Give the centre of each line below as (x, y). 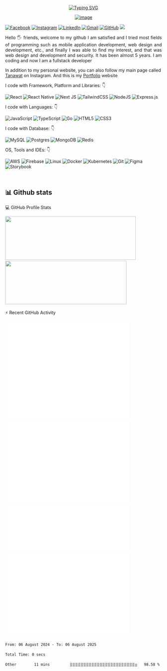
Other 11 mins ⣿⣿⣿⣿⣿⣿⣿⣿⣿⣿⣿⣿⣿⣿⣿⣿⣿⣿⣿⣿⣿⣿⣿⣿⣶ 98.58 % (83, 665)
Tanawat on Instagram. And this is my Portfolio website (61, 75)
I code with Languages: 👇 (32, 107)
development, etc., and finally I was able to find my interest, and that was (83, 50)
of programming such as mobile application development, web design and (83, 45)
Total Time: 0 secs (25, 655)
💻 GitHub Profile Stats (28, 207)
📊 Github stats (29, 192)
